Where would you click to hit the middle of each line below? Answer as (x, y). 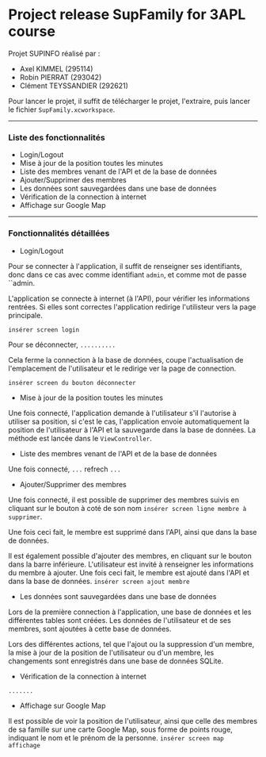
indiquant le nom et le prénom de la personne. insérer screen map (116, 738)
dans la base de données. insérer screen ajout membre (99, 581)
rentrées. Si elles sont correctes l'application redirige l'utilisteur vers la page (132, 306)
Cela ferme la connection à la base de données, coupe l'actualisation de (126, 359)
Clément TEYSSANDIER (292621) (74, 86)
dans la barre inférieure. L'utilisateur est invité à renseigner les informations (131, 564)
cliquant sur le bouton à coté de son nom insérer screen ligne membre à (127, 508)
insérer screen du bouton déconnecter (72, 382)
